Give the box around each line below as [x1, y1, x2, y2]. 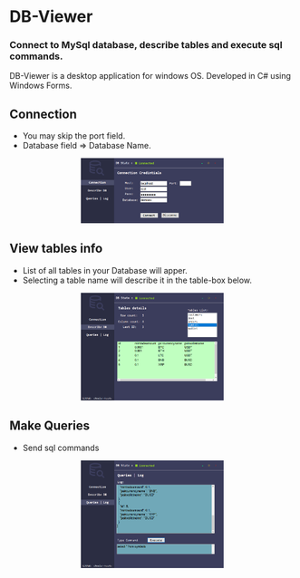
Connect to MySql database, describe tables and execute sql [9, 39, 283, 52]
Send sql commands [22, 442, 100, 453]
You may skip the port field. [22, 130, 126, 141]
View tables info [9, 241, 103, 256]
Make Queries [9, 419, 91, 434]
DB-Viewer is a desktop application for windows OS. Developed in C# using [9, 71, 292, 82]
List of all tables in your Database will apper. [22, 265, 188, 275]
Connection [9, 106, 77, 121]
